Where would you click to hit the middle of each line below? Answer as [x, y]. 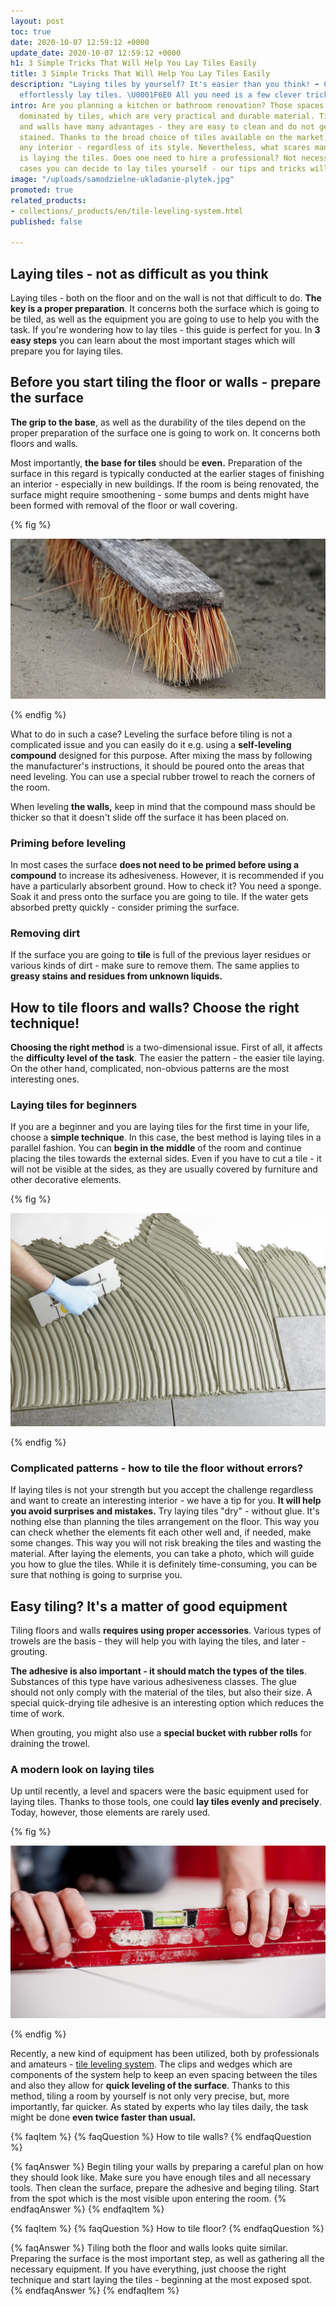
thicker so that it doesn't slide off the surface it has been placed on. [150, 817]
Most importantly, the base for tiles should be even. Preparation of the [156, 462]
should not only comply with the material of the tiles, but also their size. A [161, 1692]
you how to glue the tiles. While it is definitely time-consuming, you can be [164, 1564]
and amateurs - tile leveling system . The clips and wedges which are [151, 2064]
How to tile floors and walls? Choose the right [155, 1007]
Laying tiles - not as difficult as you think [139, 273]
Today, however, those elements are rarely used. [110, 1812]
